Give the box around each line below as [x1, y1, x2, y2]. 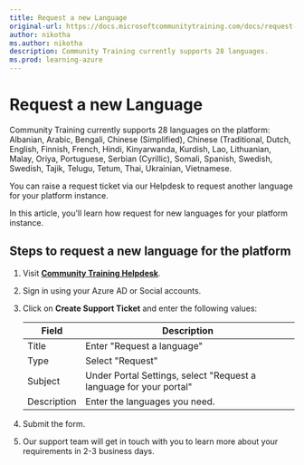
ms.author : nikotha [9, 38, 83, 48]
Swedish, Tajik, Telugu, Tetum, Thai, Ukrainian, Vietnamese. [9, 162, 233, 173]
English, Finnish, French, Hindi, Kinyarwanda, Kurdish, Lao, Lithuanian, [9, 143, 271, 154]
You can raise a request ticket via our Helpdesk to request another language [9, 180, 294, 191]
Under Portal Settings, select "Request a [85, 369, 256, 382]
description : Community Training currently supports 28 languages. [9, 47, 270, 56]
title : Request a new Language [9, 13, 128, 23]
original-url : [9, 22, 63, 31]
